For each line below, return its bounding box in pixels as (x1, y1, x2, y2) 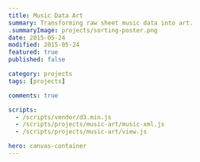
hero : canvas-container (8, 142, 87, 150)
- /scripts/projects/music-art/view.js (15, 128, 148, 136)
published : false (8, 56, 66, 64)
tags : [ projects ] (8, 77, 66, 85)
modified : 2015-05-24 (8, 41, 80, 49)
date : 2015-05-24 (8, 33, 66, 42)
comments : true (8, 92, 59, 100)
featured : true (8, 48, 59, 56)
